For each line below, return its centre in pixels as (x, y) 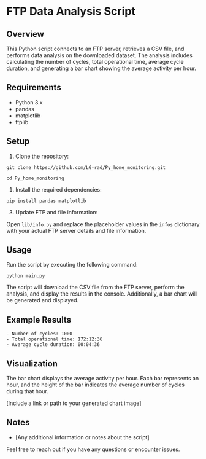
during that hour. (28, 391)
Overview (25, 34)
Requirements (34, 88)
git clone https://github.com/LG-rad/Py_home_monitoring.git (86, 167)
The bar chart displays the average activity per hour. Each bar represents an (103, 379)
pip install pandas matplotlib (46, 201)
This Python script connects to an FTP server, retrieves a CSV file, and (95, 49)
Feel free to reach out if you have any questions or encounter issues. (93, 449)
